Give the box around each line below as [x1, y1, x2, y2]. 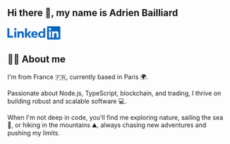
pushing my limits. [7, 128, 60, 137]
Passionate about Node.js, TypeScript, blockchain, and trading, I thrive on [7, 89, 222, 97]
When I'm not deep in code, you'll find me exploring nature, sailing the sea [7, 113, 224, 121]
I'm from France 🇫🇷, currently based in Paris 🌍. [7, 72, 149, 81]
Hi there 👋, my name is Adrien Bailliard [7, 7, 178, 19]
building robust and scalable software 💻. [7, 97, 127, 105]
